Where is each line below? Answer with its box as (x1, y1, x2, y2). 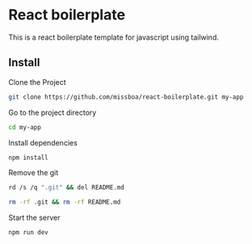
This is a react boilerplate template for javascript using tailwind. (8, 32, 220, 42)
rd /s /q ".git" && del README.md (8, 183, 125, 191)
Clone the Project (8, 77, 66, 86)
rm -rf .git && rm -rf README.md (8, 198, 121, 207)
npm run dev (8, 229, 48, 237)
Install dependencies (8, 137, 78, 147)
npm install (8, 154, 48, 162)
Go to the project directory (8, 107, 97, 117)
